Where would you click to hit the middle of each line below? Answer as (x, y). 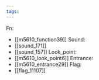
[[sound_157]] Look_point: (46, 52)
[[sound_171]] (30, 46)
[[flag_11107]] (30, 70)
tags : (13, 11)
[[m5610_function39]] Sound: (50, 39)
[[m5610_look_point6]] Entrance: (54, 58)
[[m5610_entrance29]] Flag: (48, 64)
